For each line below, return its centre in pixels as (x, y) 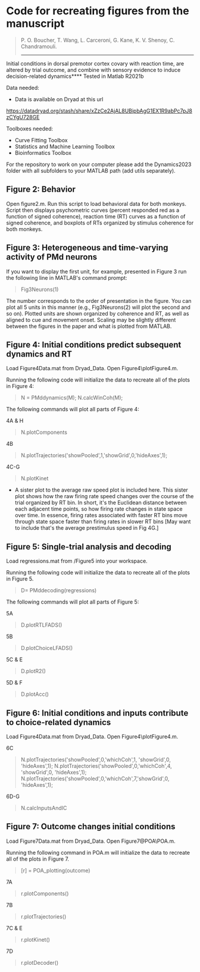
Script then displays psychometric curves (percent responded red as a (93, 210)
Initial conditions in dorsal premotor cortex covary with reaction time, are (95, 63)
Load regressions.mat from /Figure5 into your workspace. (77, 561)
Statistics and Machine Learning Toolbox (65, 146)
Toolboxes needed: (30, 129)
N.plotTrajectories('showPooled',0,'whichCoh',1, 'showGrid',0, (96, 760)
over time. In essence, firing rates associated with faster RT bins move (101, 515)
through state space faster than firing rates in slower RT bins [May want (103, 521)
